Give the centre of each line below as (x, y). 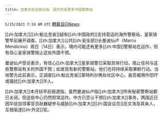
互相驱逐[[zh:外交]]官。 (28, 109)
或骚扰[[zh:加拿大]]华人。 (30, 81)
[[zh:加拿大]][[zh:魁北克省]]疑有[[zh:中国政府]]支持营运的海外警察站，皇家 (79, 34)
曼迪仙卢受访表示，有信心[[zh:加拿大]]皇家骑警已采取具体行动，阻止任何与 (80, 63)
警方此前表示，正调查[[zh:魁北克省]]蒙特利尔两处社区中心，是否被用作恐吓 (83, 75)
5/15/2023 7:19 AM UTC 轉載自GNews (42, 24)
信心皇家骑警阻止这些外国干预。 (41, 52)
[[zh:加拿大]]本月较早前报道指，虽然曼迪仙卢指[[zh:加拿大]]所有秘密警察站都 (81, 91)
